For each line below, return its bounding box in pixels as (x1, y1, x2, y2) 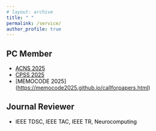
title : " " (6, 15, 34, 21)
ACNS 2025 (15, 65, 45, 72)
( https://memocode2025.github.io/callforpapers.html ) (15, 84, 151, 91)
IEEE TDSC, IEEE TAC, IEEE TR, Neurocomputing (15, 118, 137, 125)
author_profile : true (6, 26, 62, 32)
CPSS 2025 (15, 71, 45, 79)
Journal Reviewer (6, 102, 75, 112)
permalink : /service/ (6, 20, 62, 26)
